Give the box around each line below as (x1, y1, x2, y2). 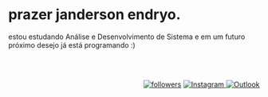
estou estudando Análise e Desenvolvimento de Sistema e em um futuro (8, 32, 246, 41)
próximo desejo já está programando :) (8, 40, 136, 49)
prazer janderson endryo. (8, 6, 181, 24)
